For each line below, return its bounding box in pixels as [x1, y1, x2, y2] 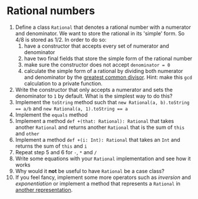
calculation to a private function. [24, 79, 103, 87]
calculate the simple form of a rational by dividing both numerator [24, 67, 183, 74]
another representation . [15, 186, 73, 193]
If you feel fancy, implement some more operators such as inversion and [15, 174, 191, 181]
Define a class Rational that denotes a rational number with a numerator [15, 24, 191, 31]
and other [15, 130, 40, 137]
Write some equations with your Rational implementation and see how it [15, 155, 191, 162]
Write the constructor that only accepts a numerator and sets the [15, 86, 173, 93]
